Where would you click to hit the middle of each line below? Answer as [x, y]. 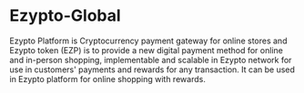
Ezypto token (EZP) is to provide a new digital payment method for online [147, 50]
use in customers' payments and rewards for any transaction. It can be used [152, 70]
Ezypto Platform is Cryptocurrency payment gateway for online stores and [148, 41]
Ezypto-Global [65, 16]
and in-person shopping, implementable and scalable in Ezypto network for [151, 60]
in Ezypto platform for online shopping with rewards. [108, 79]
